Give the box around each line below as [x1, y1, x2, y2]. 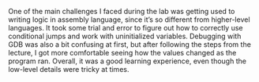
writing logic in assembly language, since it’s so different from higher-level [8, 15, 250, 24]
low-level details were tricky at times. [8, 65, 129, 73]
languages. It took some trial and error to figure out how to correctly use [8, 23, 243, 32]
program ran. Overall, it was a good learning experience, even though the [8, 56, 247, 66]
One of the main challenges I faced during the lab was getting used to [8, 7, 235, 16]
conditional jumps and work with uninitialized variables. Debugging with [8, 31, 242, 41]
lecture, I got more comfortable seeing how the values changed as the [8, 48, 237, 57]
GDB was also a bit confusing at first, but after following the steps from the [8, 40, 251, 49]
